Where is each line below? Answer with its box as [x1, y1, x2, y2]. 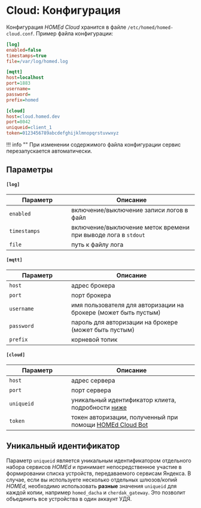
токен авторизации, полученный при [71, 413, 178, 422]
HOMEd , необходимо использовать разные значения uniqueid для [6, 482, 177, 489]
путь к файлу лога [71, 240, 124, 249]
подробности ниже [71, 404, 127, 412]
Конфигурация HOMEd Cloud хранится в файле [6, 23, 127, 31]
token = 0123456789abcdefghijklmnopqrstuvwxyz [6, 130, 119, 136]
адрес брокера [71, 281, 115, 289]
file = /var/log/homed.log [6, 58, 68, 64]
